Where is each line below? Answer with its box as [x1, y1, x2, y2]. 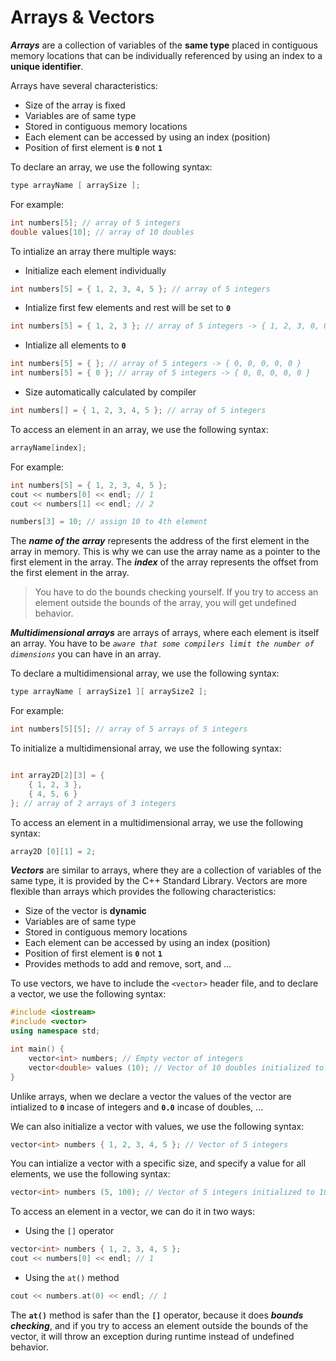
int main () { [10, 1044, 65, 1055]
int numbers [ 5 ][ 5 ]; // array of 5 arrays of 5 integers [10, 724, 248, 735]
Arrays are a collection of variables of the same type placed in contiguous [10, 39, 318, 51]
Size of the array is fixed [24, 99, 126, 111]
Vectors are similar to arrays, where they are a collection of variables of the [10, 864, 322, 876]
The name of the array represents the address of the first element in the [10, 535, 310, 547]
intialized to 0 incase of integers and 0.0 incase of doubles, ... [10, 1101, 264, 1113]
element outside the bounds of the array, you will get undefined [34, 597, 297, 609]
